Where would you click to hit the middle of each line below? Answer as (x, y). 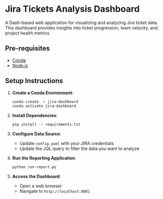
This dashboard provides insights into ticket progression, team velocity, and (81, 27)
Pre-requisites (27, 48)
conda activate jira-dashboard (44, 106)
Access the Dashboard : (36, 176)
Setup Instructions (34, 81)
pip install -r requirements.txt (46, 124)
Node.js (20, 65)
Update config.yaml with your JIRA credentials (67, 144)
